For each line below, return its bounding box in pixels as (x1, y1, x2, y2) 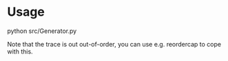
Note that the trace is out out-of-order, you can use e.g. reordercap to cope (7, 40, 222, 48)
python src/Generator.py (7, 27, 77, 35)
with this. (7, 47, 33, 56)
